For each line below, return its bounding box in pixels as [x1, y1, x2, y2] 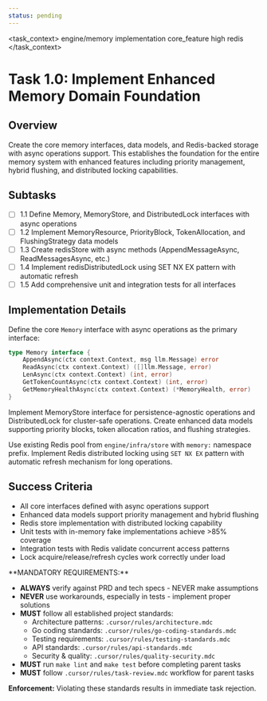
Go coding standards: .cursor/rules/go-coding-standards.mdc [31, 625, 237, 635]
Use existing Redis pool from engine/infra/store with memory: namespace [8, 440, 252, 450]
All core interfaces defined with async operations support [19, 501, 210, 511]
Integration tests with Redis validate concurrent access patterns [19, 544, 230, 553]
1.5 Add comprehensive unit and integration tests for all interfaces [19, 279, 237, 289]
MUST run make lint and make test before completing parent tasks [19, 659, 241, 669]
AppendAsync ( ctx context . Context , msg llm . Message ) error [22, 356, 219, 364]
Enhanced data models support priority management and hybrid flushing [19, 509, 259, 519]
